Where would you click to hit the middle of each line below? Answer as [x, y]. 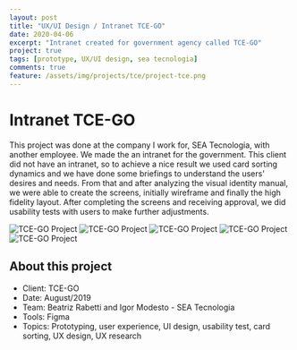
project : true [36, 51]
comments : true [38, 68]
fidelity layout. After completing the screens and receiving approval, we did [148, 201]
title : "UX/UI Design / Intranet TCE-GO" [88, 26]
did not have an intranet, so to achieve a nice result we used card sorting [144, 164]
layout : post [34, 17]
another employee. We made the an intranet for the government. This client [148, 154]
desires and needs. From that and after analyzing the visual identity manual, [149, 183]
